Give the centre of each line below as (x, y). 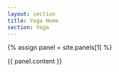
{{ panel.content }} (35, 61)
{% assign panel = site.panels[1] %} (60, 48)
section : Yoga (29, 27)
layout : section (31, 14)
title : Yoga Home (33, 21)
